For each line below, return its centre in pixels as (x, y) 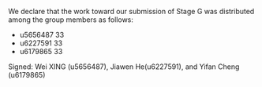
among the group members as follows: (71, 20)
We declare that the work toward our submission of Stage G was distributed (131, 11)
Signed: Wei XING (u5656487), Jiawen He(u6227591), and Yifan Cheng (124, 67)
